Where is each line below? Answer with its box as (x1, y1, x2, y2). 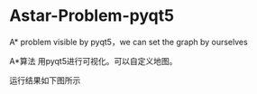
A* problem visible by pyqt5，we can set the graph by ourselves (9, 36, 248, 47)
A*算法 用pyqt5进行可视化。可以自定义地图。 (9, 55, 178, 66)
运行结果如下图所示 (9, 74, 81, 86)
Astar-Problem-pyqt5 (9, 5, 174, 26)
